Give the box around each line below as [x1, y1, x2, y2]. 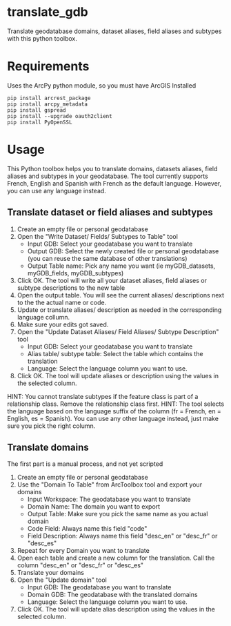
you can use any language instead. [7, 186, 107, 195]
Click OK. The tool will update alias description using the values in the [17, 605, 216, 614]
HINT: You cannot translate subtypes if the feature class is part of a [7, 392, 199, 400]
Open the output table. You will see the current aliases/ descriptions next [17, 291, 225, 299]
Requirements [7, 59, 90, 75]
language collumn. [17, 313, 70, 321]
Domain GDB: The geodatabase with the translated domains [27, 591, 198, 599]
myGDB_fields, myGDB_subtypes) [27, 268, 124, 277]
